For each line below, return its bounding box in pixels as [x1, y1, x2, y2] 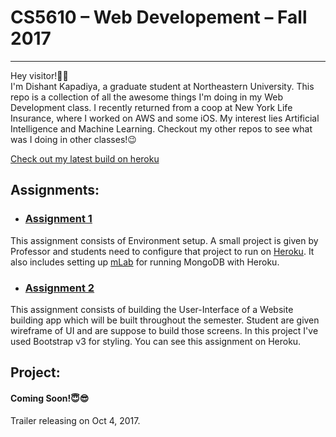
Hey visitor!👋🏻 [10, 69, 69, 81]
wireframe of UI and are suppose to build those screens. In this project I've [10, 324, 319, 336]
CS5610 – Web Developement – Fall [10, 6, 308, 29]
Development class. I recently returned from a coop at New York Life [10, 101, 293, 113]
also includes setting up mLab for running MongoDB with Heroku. [10, 256, 280, 268]
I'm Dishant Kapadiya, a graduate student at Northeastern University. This [10, 80, 315, 92]
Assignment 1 [24, 212, 93, 226]
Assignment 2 [24, 281, 95, 295]
